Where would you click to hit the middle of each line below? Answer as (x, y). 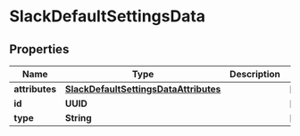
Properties (39, 49)
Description (255, 74)
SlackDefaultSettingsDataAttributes (143, 89)
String (79, 118)
